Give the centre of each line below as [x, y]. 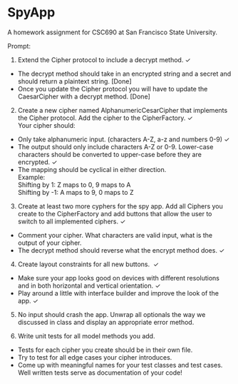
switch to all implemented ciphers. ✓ [72, 221]
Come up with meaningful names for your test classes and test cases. [120, 365]
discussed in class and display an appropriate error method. [106, 322]
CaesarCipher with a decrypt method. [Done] [84, 96]
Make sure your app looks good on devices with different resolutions [118, 278]
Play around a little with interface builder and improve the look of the [118, 293]
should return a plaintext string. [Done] [74, 81]
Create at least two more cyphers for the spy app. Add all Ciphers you [120, 206]
